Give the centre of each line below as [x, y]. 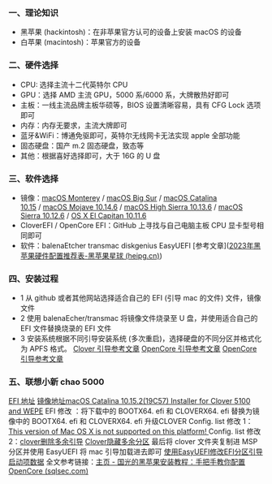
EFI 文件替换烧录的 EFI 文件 [66, 328]
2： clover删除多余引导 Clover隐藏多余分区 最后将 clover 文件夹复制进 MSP [133, 442]
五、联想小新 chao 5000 [56, 382]
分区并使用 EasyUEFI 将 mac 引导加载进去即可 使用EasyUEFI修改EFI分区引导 [136, 452]
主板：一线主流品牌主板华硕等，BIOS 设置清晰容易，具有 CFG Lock [132, 105]
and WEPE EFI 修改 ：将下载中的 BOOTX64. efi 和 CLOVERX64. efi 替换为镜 [134, 411]
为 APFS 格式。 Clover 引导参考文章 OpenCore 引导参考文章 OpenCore [138, 349]
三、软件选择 [34, 179]
